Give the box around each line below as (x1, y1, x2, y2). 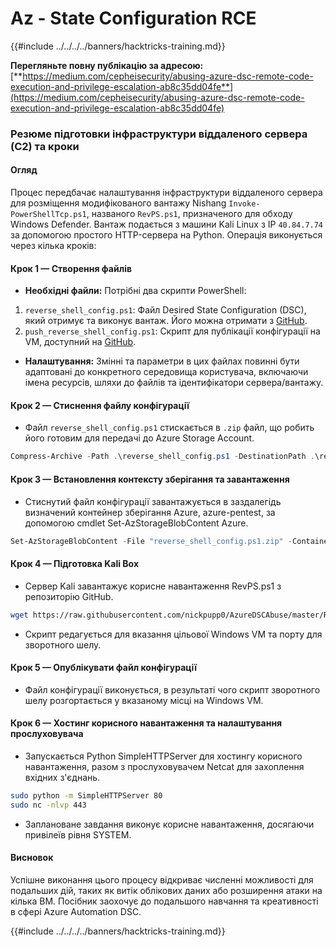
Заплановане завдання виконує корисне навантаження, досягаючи (24, 818, 315, 830)
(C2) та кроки (10, 139, 80, 153)
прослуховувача (10, 728, 84, 740)
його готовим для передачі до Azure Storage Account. (24, 432, 255, 444)
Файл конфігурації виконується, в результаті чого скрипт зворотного (24, 683, 321, 696)
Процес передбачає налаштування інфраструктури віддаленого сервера (10, 187, 323, 199)
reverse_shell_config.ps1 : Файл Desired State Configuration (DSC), (24, 304, 307, 316)
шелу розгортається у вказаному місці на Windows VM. (24, 694, 264, 706)
